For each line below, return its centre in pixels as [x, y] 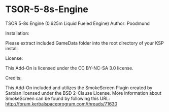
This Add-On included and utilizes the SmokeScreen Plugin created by [79, 88]
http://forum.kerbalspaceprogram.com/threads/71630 [61, 104]
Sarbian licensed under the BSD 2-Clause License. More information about [83, 93]
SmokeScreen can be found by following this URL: [58, 98]
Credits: [13, 78]
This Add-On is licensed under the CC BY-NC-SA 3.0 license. [69, 68]
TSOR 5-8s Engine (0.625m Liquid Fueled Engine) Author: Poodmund [77, 23]
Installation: [17, 33]
